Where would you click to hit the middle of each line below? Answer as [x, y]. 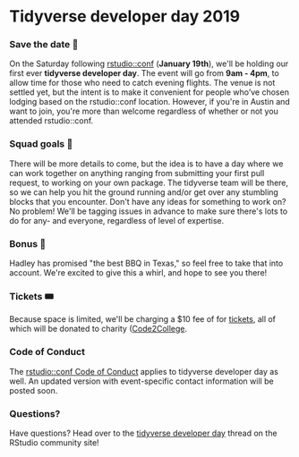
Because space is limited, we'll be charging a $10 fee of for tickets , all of [142, 319]
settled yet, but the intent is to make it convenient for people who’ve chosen [149, 92]
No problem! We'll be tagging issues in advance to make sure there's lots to [149, 211]
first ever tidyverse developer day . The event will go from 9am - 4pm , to [144, 73]
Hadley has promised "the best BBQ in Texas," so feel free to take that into [146, 263]
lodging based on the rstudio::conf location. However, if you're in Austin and [150, 102]
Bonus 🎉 [28, 243]
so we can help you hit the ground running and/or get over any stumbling [144, 192]
